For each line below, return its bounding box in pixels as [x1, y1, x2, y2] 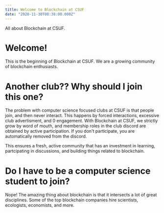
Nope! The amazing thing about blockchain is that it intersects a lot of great [5, 192, 157, 198]
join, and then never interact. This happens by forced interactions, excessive [5, 113, 160, 118]
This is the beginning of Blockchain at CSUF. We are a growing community [5, 58, 155, 64]
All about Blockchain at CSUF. [5, 25, 65, 31]
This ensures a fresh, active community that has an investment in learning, [5, 143, 155, 149]
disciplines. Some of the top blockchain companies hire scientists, [5, 197, 139, 203]
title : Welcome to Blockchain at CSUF [5, 7, 84, 12]
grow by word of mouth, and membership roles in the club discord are [5, 123, 146, 129]
